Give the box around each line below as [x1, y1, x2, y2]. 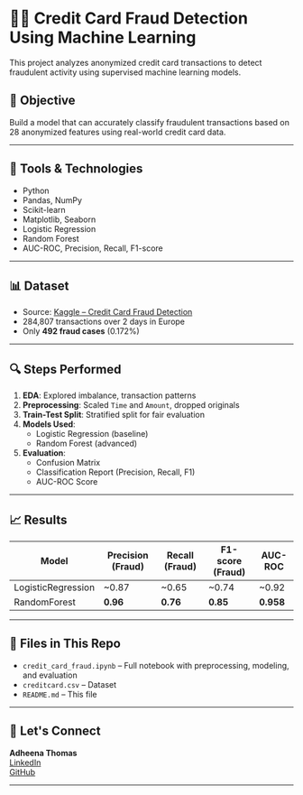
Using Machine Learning [9, 27, 197, 48]
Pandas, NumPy [22, 194, 83, 206]
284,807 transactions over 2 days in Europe [22, 316, 186, 328]
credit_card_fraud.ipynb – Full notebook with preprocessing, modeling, [22, 660, 290, 670]
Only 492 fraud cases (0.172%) [22, 326, 140, 337]
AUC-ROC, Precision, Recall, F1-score [22, 243, 164, 254]
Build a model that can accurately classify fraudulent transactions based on [9, 116, 290, 127]
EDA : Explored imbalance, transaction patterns [22, 390, 197, 401]
